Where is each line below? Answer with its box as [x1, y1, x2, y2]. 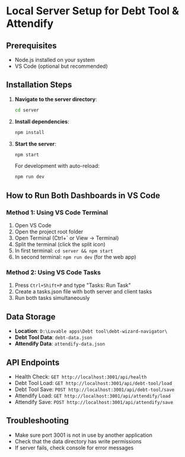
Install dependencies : [14, 118, 69, 125]
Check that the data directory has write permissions [14, 437, 142, 445]
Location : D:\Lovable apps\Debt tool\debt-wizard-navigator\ [14, 327, 168, 334]
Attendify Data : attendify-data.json [14, 340, 106, 348]
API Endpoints [6, 357, 60, 367]
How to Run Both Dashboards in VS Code [6, 190, 160, 201]
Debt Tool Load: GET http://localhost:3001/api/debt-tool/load [14, 379, 173, 386]
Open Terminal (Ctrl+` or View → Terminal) [14, 234, 119, 242]
